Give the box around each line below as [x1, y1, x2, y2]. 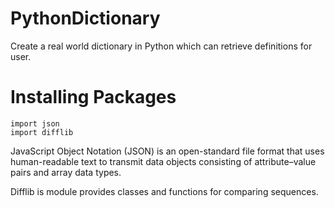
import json [10, 118, 60, 129]
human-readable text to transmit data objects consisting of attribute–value [10, 155, 317, 167]
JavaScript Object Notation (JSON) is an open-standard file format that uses [10, 145, 325, 157]
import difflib [10, 127, 74, 137]
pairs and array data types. [10, 166, 122, 178]
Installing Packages [10, 86, 177, 109]
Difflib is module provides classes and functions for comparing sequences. [10, 185, 319, 197]
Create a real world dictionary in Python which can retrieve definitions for [10, 40, 313, 52]
